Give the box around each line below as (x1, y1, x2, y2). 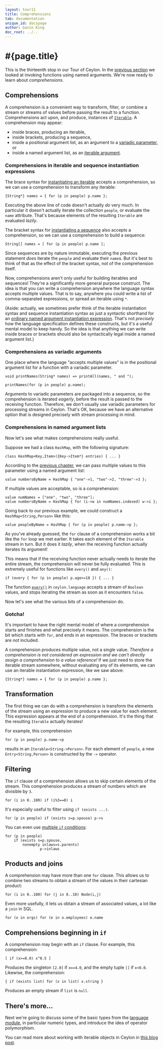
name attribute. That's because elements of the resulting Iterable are (5, 213, 143, 218)
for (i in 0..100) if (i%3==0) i (5, 797, 73, 803)
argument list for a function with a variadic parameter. (5, 364, 113, 370)
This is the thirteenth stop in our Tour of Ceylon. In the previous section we (5, 67, 155, 72)
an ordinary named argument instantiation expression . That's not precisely (5, 316, 154, 322)
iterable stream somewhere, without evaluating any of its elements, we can (5, 662, 155, 668)
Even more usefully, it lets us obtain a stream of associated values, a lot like (5, 901, 157, 906)
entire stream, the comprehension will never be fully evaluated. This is (5, 561, 145, 567)
